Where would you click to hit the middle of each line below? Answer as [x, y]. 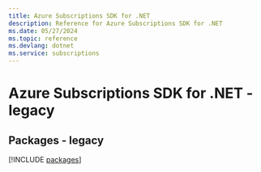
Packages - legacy [56, 140]
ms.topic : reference [43, 38]
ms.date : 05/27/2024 [43, 31]
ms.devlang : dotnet [41, 46]
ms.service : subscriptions [54, 53]
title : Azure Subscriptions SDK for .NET [79, 16]
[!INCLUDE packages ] [45, 159]
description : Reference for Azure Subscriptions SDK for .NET [116, 23]
